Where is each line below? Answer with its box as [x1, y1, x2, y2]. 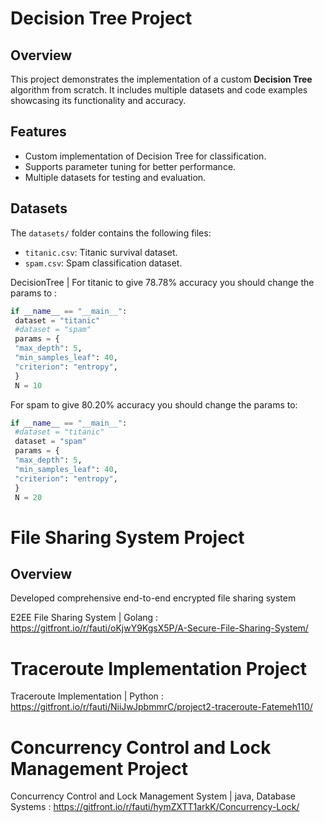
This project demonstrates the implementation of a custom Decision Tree [10, 73, 313, 85]
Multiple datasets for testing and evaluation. [24, 171, 207, 183]
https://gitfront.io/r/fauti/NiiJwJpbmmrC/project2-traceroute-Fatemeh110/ [10, 701, 313, 713]
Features [10, 123, 67, 141]
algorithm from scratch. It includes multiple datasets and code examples [10, 84, 308, 96]
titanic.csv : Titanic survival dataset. [24, 246, 178, 258]
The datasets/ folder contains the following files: [10, 227, 212, 239]
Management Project [10, 757, 188, 780]
